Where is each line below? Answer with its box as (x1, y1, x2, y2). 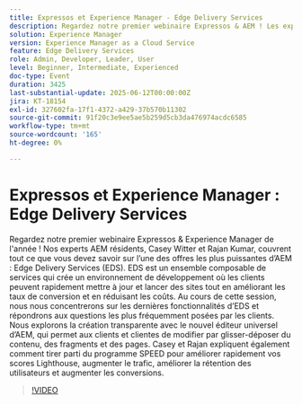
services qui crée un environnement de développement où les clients (9, 271, 265, 283)
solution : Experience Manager (9, 30, 123, 39)
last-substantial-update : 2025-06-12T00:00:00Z (9, 88, 191, 97)
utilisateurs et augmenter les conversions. (9, 367, 164, 378)
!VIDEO (31, 384, 58, 395)
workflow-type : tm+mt (9, 122, 91, 131)
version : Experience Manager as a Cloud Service (9, 38, 195, 48)
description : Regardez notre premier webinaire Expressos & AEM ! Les (9, 22, 280, 31)
